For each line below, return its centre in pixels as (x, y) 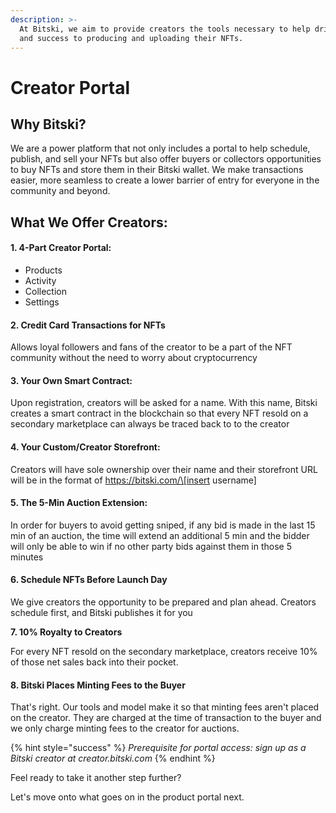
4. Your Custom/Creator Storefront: (85, 447)
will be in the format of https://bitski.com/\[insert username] (133, 480)
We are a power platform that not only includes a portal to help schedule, (160, 148)
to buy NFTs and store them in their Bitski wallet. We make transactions (157, 170)
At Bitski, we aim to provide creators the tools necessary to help (165, 29)
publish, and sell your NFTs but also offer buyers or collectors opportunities (166, 159)
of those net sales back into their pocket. (94, 662)
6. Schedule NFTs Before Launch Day (89, 580)
